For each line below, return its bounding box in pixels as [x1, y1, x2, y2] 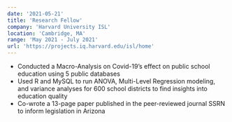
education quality [17, 92, 68, 100]
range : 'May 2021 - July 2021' [7, 36, 99, 43]
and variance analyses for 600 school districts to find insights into [17, 85, 208, 93]
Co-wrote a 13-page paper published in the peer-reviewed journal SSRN [17, 100, 226, 107]
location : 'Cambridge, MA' [7, 29, 86, 37]
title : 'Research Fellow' [7, 17, 82, 24]
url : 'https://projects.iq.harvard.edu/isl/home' [7, 43, 155, 50]
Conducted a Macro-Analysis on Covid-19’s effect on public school [17, 62, 210, 70]
